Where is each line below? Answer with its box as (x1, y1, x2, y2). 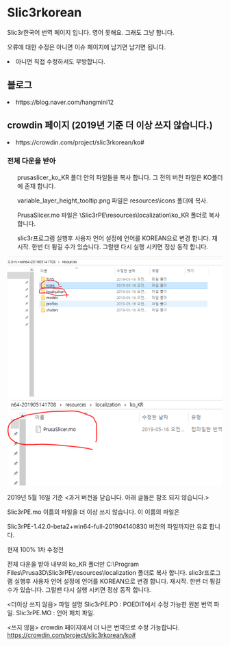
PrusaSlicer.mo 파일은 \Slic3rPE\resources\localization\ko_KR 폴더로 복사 (16, 211, 220, 219)
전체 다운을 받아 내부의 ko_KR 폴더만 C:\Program (7, 560, 139, 568)
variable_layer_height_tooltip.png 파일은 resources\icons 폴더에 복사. (16, 196, 209, 205)
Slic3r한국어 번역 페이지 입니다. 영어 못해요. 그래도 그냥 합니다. (7, 28, 175, 36)
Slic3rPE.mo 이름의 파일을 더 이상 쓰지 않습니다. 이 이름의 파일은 (7, 508, 180, 516)
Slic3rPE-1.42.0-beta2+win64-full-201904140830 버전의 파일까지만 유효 (7, 522, 208, 530)
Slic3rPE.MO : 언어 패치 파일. (16, 608, 95, 617)
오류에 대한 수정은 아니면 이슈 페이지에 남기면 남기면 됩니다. (7, 42, 166, 51)
